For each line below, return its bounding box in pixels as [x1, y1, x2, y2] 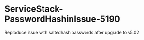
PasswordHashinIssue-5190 [4, 13, 120, 25]
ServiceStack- [4, 3, 63, 14]
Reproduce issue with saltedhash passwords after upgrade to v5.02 [4, 29, 140, 35]
